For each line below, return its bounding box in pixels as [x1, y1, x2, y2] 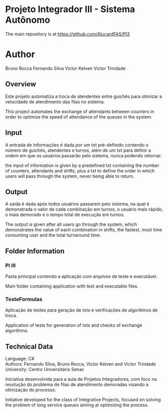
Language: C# [5, 356, 35, 362]
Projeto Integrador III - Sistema [5, 4, 135, 15]
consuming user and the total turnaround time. [5, 232, 101, 238]
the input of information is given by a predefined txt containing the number [5, 162, 159, 168]
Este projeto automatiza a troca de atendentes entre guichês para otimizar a [5, 93, 162, 99]
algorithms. [5, 328, 29, 334]
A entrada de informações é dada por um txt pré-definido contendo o [5, 142, 149, 148]
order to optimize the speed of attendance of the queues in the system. [5, 113, 153, 120]
